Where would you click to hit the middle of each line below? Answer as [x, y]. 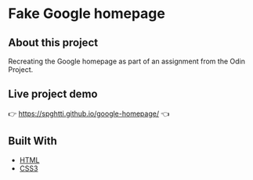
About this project [53, 43]
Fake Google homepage [87, 14]
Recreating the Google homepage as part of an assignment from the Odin [127, 61]
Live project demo [53, 94]
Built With [33, 141]
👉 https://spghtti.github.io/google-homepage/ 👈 [89, 113]
